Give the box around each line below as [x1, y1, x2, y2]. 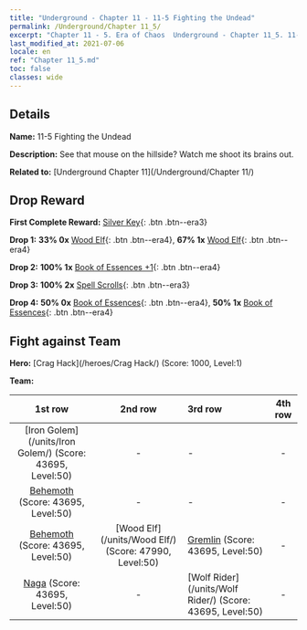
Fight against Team [9, 333, 122, 349]
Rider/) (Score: [186, 594, 251, 607]
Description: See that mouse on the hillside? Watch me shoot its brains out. [9, 148, 294, 160]
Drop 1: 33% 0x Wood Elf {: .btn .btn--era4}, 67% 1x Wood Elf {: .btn [9, 235, 264, 246]
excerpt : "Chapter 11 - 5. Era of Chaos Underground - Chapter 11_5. [9, 30, 284, 39]
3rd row [186, 403, 222, 415]
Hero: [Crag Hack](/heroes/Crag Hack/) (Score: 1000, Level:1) [9, 358, 243, 369]
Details [9, 107, 50, 122]
